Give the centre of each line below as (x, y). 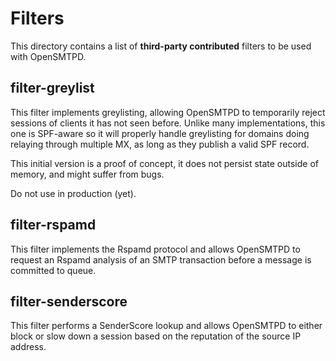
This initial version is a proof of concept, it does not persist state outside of (164, 163)
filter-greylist (52, 88)
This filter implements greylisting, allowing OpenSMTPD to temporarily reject (168, 112)
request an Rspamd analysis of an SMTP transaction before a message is (161, 259)
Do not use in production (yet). (73, 193)
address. (28, 347)
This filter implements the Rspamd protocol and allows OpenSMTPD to (155, 249)
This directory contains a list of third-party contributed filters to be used (161, 46)
